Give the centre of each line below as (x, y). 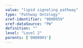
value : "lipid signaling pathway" (42, 10)
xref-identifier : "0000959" (35, 19)
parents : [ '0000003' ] (28, 38)
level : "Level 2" (24, 33)
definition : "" (21, 28)
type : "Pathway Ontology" (33, 14)
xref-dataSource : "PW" (29, 24)
